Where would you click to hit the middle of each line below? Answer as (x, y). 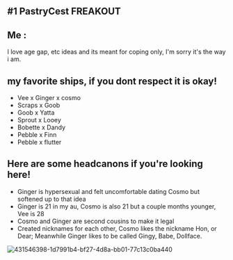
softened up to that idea (51, 199)
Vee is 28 (31, 213)
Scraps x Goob (39, 105)
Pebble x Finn (37, 135)
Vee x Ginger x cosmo (49, 98)
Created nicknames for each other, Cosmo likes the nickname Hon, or (117, 228)
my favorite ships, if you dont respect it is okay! (112, 81)
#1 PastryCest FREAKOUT (64, 11)
